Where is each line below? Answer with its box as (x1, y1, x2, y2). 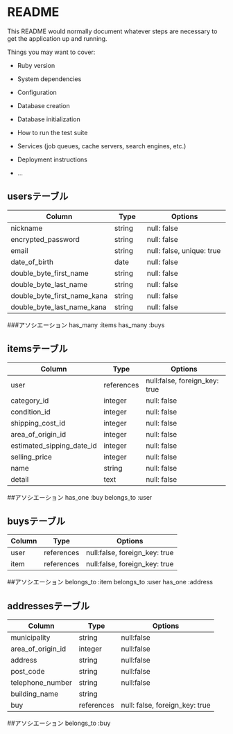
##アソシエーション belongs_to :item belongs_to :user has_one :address (7, 578, 214, 586)
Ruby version (17, 61, 55, 69)
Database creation (17, 101, 71, 110)
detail (10, 474, 29, 484)
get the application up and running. (7, 34, 107, 42)
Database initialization (17, 115, 81, 123)
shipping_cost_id (10, 418, 66, 428)
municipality (10, 633, 51, 643)
